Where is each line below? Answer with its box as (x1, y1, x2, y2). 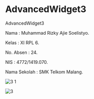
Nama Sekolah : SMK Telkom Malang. (5, 69, 83, 75)
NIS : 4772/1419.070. (5, 59, 48, 65)
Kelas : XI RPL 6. (5, 39, 39, 46)
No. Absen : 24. (5, 49, 38, 55)
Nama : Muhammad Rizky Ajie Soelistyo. (5, 30, 89, 36)
